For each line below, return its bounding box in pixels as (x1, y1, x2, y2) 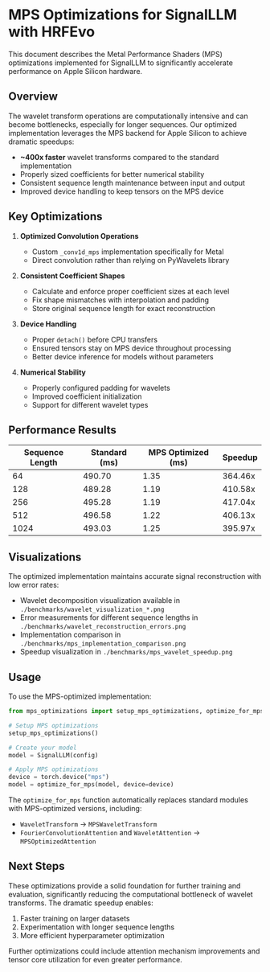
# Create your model (8, 744, 78, 752)
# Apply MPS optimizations (8, 765, 99, 773)
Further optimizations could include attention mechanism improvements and (8, 946, 260, 956)
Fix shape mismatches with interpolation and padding (31, 295, 210, 305)
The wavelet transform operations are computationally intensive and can (8, 111, 248, 121)
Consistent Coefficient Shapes (19, 271, 125, 281)
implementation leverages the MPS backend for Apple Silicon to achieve (8, 128, 247, 137)
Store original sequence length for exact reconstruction (31, 303, 215, 313)
